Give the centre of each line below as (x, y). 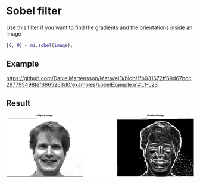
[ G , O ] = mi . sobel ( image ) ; (40, 45)
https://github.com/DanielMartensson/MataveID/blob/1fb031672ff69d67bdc (99, 78)
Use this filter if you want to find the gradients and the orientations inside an (99, 27)
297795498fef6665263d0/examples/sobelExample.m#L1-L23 (82, 84)
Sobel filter (34, 11)
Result (18, 103)
